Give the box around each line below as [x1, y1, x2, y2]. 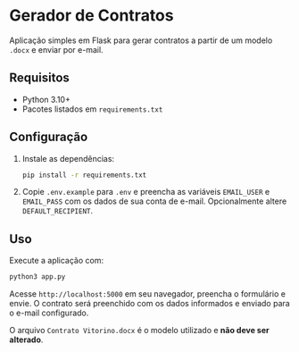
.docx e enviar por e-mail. [9, 44, 104, 54]
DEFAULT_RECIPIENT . [21, 205, 94, 216]
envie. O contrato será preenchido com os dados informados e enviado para [9, 298, 290, 309]
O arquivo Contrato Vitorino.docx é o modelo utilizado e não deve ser [9, 325, 270, 336]
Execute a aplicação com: [9, 256, 104, 266]
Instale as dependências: [21, 153, 114, 163]
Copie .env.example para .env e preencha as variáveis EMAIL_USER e [21, 187, 270, 197]
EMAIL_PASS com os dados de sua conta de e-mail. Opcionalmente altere [21, 196, 287, 206]
